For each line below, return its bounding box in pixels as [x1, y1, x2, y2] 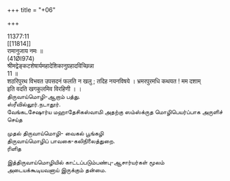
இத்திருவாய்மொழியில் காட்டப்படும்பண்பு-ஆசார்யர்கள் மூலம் [7, 158, 165, 166]
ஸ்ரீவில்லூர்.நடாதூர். [7, 100, 62, 108]
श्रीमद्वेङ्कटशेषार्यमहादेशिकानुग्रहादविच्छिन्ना [7, 61, 94, 70]
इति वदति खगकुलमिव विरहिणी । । [7, 85, 82, 93]
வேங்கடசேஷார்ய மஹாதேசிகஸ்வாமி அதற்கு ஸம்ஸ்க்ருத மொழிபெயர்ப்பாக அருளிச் [7, 108, 223, 115]
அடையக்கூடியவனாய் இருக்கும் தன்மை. [7, 166, 107, 173]
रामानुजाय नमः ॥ [7, 47, 43, 55]
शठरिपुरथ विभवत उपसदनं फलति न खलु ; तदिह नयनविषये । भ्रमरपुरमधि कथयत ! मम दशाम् [7, 77, 201, 85]
